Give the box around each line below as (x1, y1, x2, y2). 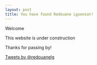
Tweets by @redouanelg (5, 54, 55, 60)
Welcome (5, 25, 25, 31)
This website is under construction (5, 35, 75, 41)
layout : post (5, 7, 32, 12)
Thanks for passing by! (5, 44, 52, 50)
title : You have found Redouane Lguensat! (5, 12, 94, 17)
